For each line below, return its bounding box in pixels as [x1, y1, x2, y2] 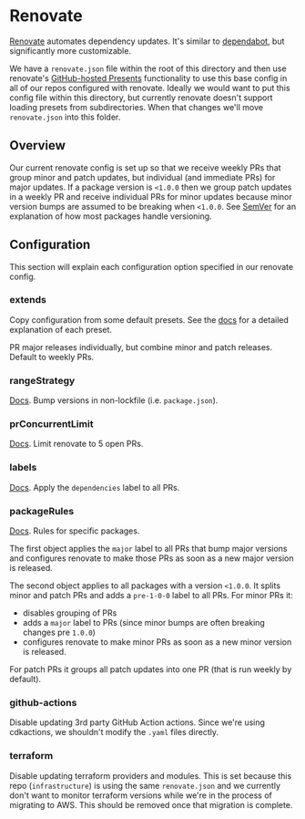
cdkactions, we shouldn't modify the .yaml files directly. [9, 727, 219, 738]
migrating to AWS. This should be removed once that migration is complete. [9, 799, 293, 810]
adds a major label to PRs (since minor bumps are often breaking [22, 617, 266, 628]
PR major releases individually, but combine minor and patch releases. [9, 341, 273, 352]
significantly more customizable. [9, 45, 132, 56]
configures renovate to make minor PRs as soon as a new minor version [22, 637, 292, 648]
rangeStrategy [9, 374, 76, 387]
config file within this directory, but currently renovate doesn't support [9, 92, 273, 103]
